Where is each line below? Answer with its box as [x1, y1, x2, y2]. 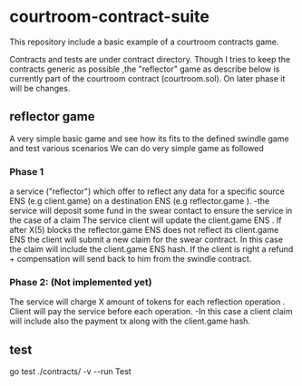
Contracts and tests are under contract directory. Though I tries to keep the [9, 53, 291, 64]
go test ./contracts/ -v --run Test [9, 366, 132, 377]
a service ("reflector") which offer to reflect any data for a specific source [9, 186, 286, 197]
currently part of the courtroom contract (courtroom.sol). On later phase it [9, 72, 286, 83]
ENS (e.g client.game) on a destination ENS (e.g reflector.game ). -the [9, 196, 270, 207]
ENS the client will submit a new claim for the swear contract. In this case [9, 234, 284, 246]
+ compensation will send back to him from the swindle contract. [9, 254, 252, 265]
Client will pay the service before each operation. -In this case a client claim [9, 306, 293, 317]
